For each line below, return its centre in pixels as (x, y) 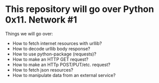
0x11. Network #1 (41, 20)
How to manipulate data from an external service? (64, 75)
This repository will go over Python (80, 9)
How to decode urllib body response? (51, 48)
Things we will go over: (29, 33)
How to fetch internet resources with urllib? (57, 43)
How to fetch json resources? (43, 70)
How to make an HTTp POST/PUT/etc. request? (61, 64)
